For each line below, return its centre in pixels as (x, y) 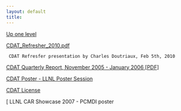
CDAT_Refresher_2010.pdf (38, 45)
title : (14, 17)
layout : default (26, 12)
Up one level (22, 34)
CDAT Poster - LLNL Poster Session (50, 79)
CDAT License (23, 90)
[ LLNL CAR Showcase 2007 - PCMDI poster (60, 102)
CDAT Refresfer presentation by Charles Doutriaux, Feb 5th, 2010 (92, 56)
